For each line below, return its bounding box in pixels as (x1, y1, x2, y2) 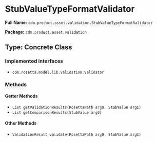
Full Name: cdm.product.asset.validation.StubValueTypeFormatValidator (5, 20, 153, 25)
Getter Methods (5, 93, 38, 99)
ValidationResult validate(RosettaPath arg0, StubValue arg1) (12, 132, 141, 137)
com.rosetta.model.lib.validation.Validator (12, 70, 104, 75)
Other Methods (5, 121, 37, 126)
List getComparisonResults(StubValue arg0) (12, 110, 102, 115)
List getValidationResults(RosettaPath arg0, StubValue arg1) (12, 105, 141, 110)
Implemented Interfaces (5, 58, 63, 64)
